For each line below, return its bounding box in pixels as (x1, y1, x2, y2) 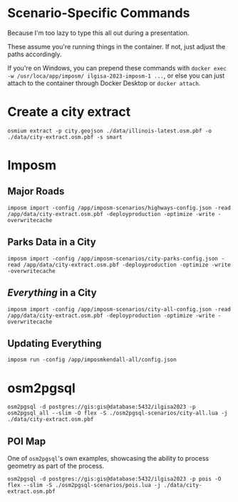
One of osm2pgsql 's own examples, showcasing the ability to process (7, 454, 209, 463)
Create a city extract (7, 104, 131, 120)
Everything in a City (7, 287, 98, 299)
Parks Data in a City (7, 236, 96, 249)
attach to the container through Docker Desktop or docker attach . (7, 78, 201, 87)
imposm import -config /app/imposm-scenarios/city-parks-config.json (7, 255, 219, 262)
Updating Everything (7, 337, 102, 350)
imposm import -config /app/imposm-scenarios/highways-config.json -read (7, 204, 232, 211)
